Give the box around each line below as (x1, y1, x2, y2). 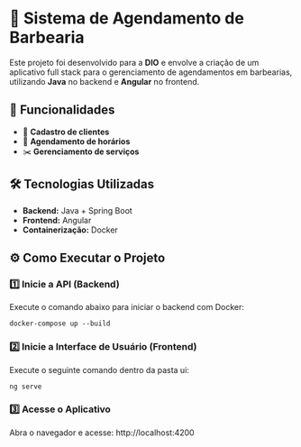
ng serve (9, 382, 42, 391)
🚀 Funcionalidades (9, 103, 115, 118)
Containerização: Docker (22, 224, 119, 235)
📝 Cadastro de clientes (22, 126, 110, 137)
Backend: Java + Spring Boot (22, 205, 132, 215)
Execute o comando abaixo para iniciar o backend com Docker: (9, 302, 245, 313)
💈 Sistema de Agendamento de (9, 8, 245, 29)
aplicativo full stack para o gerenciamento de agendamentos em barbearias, (9, 67, 293, 78)
